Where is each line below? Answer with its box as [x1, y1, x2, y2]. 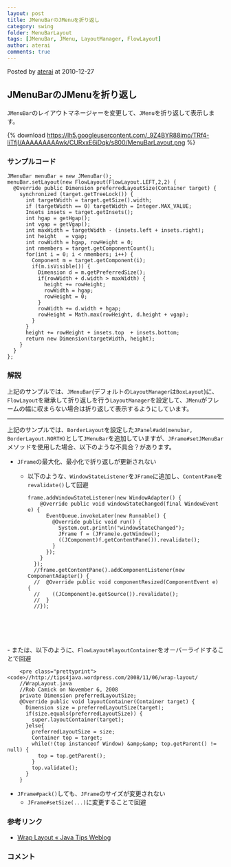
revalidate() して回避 [27, 481, 89, 489]
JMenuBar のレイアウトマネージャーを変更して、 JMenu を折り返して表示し [7, 108, 209, 117]
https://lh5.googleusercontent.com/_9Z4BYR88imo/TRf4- [47, 131, 210, 139]
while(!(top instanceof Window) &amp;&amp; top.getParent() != [32, 740, 217, 747]
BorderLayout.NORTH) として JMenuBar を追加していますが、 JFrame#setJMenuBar [7, 434, 224, 442]
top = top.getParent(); [37, 753, 107, 760]
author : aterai [7, 42, 51, 49]
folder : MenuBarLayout [7, 29, 72, 36]
